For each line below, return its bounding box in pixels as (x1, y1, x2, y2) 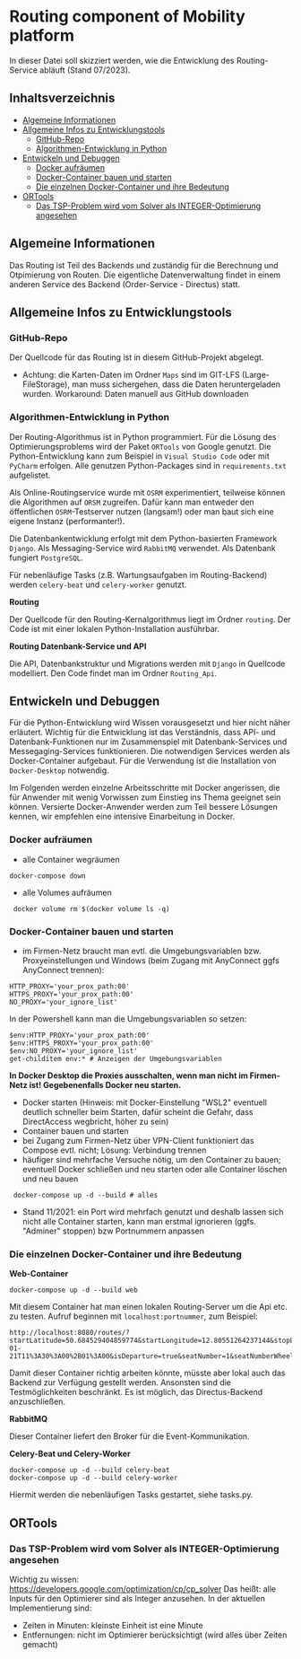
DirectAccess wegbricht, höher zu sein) (21, 1116, 169, 1127)
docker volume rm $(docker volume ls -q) (13, 904, 170, 913)
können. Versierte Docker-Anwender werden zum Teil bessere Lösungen (9, 802, 278, 812)
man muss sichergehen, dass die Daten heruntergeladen (71, 379, 280, 390)
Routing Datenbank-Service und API (9, 640, 147, 652)
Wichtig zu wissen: (9, 1574, 79, 1584)
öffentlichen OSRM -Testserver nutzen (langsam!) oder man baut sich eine (9, 505, 275, 517)
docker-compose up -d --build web (9, 1286, 139, 1295)
